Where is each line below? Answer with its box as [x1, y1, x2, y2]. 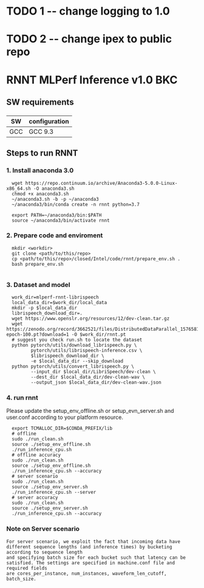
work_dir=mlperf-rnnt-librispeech [12, 294, 99, 300]
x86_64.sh [6, 185, 32, 192]
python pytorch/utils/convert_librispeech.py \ [12, 364, 135, 370]
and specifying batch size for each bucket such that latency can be [6, 555, 186, 561]
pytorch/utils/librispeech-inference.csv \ [30, 348, 143, 354]
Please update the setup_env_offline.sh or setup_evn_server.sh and [6, 407, 174, 415]
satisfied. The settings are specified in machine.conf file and [6, 559, 175, 566]
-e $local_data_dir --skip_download [30, 358, 123, 364]
